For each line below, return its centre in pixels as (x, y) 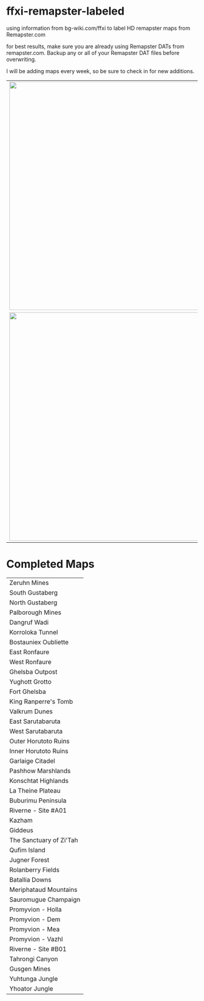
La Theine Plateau (35, 790)
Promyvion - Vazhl (36, 939)
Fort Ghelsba (28, 692)
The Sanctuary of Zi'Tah (44, 840)
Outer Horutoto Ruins (39, 741)
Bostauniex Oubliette (39, 642)
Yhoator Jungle (31, 988)
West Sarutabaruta (36, 731)
